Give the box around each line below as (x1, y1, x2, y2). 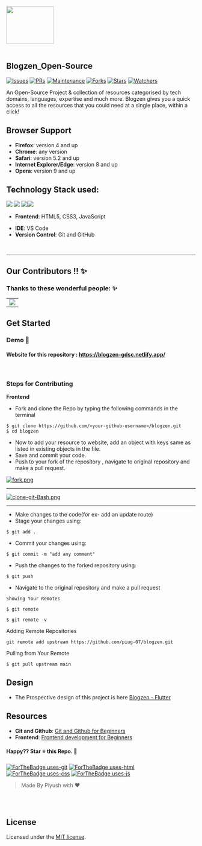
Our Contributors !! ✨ (6, 266, 87, 276)
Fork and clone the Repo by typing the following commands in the (14, 404, 179, 412)
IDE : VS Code (14, 224, 49, 232)
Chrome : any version (14, 148, 68, 155)
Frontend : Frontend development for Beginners (14, 733, 133, 741)
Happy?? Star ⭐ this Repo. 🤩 (6, 748, 78, 755)
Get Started (6, 318, 50, 328)
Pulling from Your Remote (6, 649, 70, 657)
